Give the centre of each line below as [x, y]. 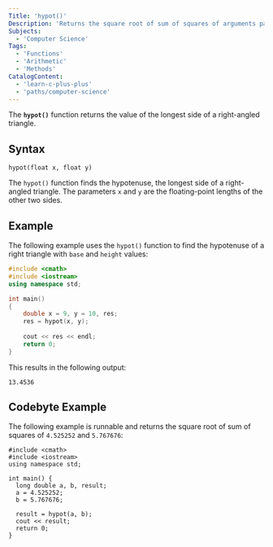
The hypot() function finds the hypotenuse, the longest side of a [116, 183]
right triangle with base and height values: [78, 254]
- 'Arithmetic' [41, 62]
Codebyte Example [58, 407]
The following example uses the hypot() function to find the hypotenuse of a [136, 245]
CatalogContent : [36, 77]
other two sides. [35, 200]
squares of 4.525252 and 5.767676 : [66, 435]
